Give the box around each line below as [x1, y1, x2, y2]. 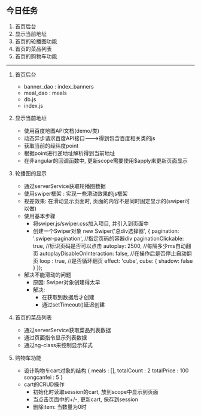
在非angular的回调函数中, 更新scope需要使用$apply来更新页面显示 [23, 157, 188, 164]
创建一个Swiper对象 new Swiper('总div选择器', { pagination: [32, 227, 179, 235]
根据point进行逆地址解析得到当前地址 [23, 149, 115, 157]
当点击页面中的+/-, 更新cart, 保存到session [32, 396, 139, 403]
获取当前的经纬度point [23, 142, 79, 149]
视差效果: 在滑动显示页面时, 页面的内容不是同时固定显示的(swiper [23, 197, 185, 205]
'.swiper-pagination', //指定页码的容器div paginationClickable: [32, 235, 184, 242]
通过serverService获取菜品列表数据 [23, 326, 111, 333]
